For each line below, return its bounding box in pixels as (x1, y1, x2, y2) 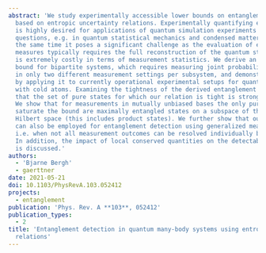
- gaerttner (15, 167, 55, 174)
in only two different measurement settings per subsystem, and (15, 71, 232, 79)
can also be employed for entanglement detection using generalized (15, 122, 246, 130)
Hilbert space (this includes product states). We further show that (15, 115, 249, 123)
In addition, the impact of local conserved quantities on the (15, 136, 228, 145)
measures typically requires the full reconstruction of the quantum (15, 48, 249, 56)
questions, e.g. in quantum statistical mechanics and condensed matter (15, 33, 260, 42)
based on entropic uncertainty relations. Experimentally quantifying (15, 19, 253, 27)
